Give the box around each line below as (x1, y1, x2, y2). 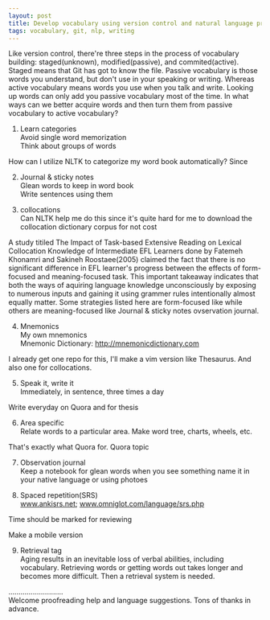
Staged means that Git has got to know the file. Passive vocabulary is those (8, 66, 259, 76)
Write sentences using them (19, 190, 113, 199)
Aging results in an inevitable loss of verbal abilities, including (19, 554, 224, 564)
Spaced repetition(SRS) (19, 491, 98, 500)
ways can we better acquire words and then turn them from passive (8, 100, 233, 109)
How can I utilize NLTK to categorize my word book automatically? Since (8, 157, 248, 166)
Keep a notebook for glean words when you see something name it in (19, 466, 251, 476)
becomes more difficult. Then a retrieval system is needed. (19, 572, 215, 581)
